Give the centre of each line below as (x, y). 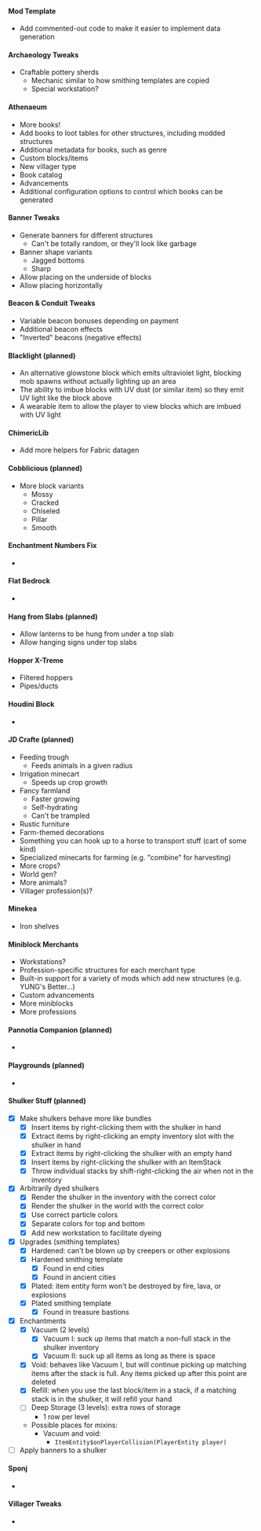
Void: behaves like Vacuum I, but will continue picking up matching (139, 1365)
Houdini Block (31, 705)
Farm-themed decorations (62, 832)
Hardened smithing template (77, 1259)
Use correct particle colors (74, 1215)
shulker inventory (71, 1348)
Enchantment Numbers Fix (53, 546)
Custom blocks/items (54, 158)
